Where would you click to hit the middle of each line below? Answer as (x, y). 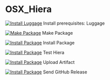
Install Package (59, 43)
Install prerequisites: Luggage (74, 23)
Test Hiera (53, 52)
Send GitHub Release (65, 72)
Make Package (58, 33)
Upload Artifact (59, 62)
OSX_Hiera (29, 9)
